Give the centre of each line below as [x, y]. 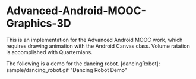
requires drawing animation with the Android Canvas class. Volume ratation [98, 46]
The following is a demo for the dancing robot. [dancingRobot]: [83, 64]
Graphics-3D [39, 23]
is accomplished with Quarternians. [50, 52]
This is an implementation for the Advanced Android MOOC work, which [94, 39]
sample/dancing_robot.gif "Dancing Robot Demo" [67, 70]
